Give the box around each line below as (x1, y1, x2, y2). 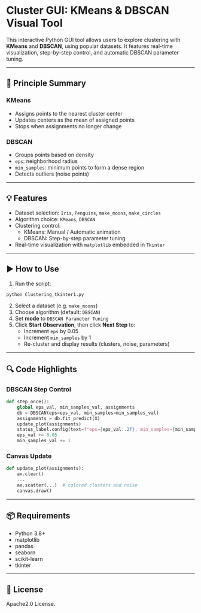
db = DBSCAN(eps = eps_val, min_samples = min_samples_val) (17, 410, 160, 416)
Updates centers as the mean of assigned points (14, 116, 135, 123)
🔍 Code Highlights (6, 364, 78, 375)
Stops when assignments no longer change (14, 122, 122, 129)
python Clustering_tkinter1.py (6, 291, 84, 297)
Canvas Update (6, 452, 52, 460)
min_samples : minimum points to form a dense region (14, 164, 145, 171)
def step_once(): (6, 399, 50, 405)
